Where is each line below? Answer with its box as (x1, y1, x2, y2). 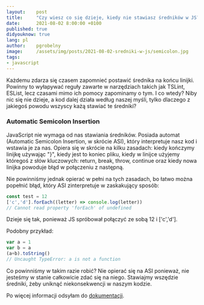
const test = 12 (6, 193, 47, 199)
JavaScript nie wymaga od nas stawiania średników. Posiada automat (6, 131, 180, 139)
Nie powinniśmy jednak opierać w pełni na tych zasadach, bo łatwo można (6, 175, 193, 182)
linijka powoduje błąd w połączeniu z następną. (6, 163, 124, 171)
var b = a (6, 245, 32, 251)
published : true (6, 26, 47, 32)
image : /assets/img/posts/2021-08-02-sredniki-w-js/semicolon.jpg (6, 49, 189, 55)
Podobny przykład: (6, 227, 53, 235)
